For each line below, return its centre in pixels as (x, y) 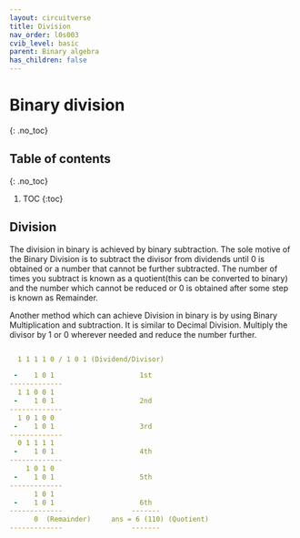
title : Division (40, 26)
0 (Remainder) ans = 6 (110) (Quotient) (121, 520)
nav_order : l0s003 (44, 35)
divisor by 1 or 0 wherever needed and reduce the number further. (133, 334)
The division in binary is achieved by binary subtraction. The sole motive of (150, 249)
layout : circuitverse (50, 18)
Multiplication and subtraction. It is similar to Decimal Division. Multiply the (149, 325)
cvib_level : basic (44, 43)
